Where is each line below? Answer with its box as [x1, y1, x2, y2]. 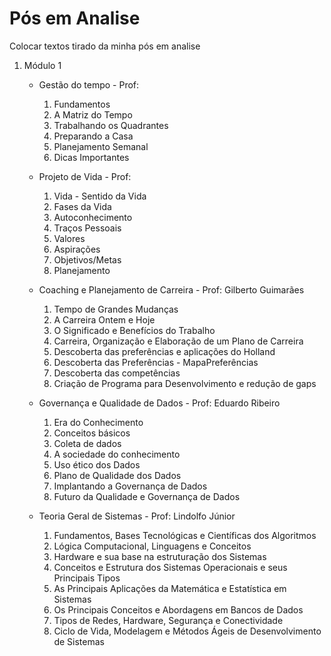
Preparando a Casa [53, 130, 134, 142]
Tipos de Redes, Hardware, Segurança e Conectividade [53, 614, 284, 626]
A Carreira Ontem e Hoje [53, 313, 156, 326]
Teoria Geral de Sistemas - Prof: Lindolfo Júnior [38, 510, 236, 522]
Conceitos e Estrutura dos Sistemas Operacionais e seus [53, 561, 288, 573]
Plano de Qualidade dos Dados [53, 469, 182, 481]
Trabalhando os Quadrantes [53, 119, 169, 131]
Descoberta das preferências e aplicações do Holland [53, 345, 276, 357]
